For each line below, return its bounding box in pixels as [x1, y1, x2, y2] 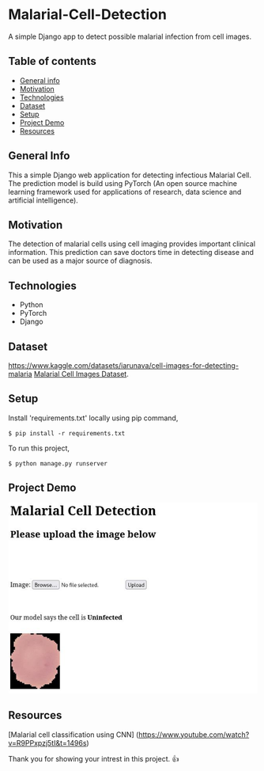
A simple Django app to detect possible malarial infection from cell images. [8, 32, 251, 41]
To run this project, [8, 443, 70, 453]
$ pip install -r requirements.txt [8, 429, 126, 437]
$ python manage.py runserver [8, 459, 108, 468]
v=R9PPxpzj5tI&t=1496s [8, 738, 87, 747]
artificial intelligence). [8, 196, 79, 205]
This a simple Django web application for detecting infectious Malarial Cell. [8, 170, 251, 180]
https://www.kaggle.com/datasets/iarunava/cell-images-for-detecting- [8, 361, 239, 370]
